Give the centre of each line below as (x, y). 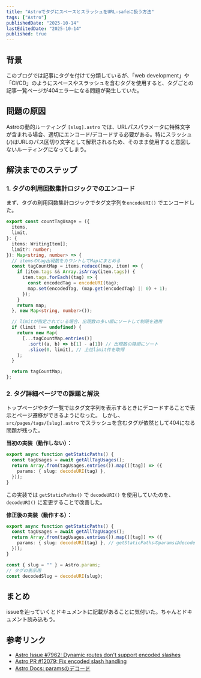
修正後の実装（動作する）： (39, 515)
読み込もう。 (43, 619)
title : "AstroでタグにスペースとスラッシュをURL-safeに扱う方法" (80, 12)
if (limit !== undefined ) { (47, 328)
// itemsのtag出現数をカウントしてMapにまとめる (66, 261)
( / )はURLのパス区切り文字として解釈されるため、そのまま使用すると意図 (96, 142)
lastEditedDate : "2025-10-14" (44, 28)
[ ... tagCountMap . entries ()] (57, 338)
